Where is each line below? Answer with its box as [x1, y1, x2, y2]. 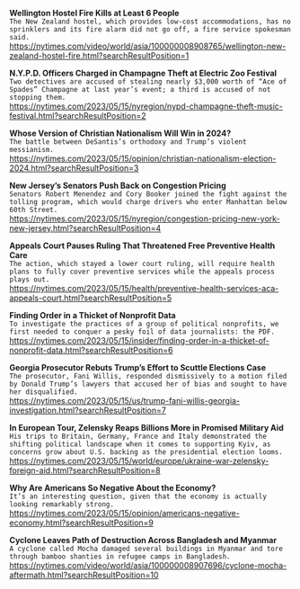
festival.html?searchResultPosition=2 [9, 111, 146, 120]
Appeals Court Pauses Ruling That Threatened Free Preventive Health [9, 240, 276, 251]
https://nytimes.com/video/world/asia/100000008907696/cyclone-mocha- [9, 560, 287, 570]
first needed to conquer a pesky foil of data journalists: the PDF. [9, 327, 276, 336]
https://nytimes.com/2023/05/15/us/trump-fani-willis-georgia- [9, 396, 241, 406]
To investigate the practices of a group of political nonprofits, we [9, 319, 279, 328]
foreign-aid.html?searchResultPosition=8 [9, 465, 161, 476]
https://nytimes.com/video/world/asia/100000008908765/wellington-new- [9, 40, 287, 51]
